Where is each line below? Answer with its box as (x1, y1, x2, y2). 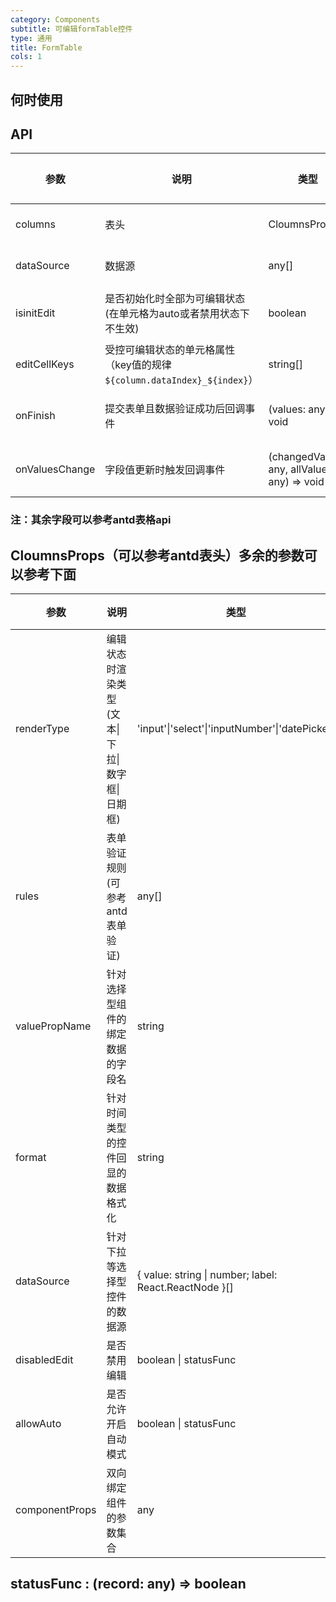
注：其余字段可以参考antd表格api (10, 513, 172, 527)
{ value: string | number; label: (136, 1268, 278, 1282)
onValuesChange (15, 462, 96, 476)
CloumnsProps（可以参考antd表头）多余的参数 (10, 547, 305, 564)
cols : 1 (10, 52, 43, 62)
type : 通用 (10, 33, 53, 43)
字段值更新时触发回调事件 (104, 463, 226, 477)
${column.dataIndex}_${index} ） (104, 373, 259, 387)
